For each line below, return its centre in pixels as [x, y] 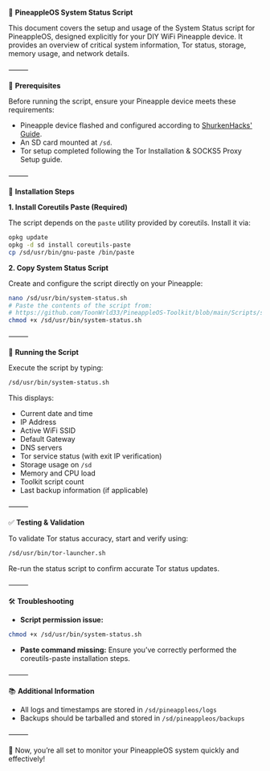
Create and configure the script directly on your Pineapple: [106, 283]
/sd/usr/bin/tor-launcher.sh [57, 553]
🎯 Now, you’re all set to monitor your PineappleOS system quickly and [124, 750]
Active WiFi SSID [48, 430]
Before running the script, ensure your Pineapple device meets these [123, 101]
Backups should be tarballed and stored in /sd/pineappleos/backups [132, 718]
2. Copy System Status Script [58, 267]
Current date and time [56, 413]
